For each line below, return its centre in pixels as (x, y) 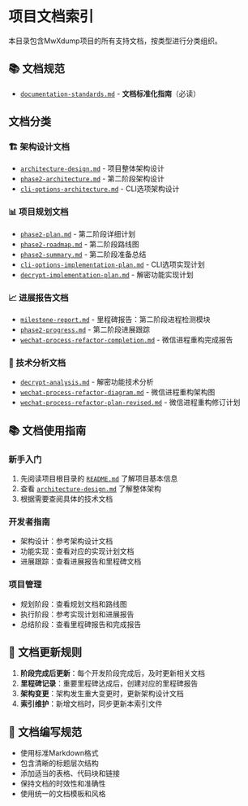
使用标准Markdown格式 (59, 753)
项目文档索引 (51, 17)
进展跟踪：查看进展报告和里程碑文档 (81, 561)
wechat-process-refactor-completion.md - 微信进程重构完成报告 (126, 340)
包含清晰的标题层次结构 (59, 763)
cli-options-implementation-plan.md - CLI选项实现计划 (112, 264)
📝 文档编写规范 (45, 732)
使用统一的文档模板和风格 (63, 794)
